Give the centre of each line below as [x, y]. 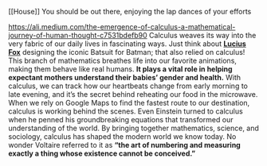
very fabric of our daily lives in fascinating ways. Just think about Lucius [128, 44]
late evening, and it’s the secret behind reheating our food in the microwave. [133, 94]
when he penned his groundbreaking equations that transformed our [121, 120]
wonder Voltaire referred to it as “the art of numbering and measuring [124, 145]
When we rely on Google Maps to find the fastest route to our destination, [129, 103]
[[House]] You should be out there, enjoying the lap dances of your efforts [130, 12]
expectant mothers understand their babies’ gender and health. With [125, 77]
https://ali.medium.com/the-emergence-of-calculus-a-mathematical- [122, 27]
